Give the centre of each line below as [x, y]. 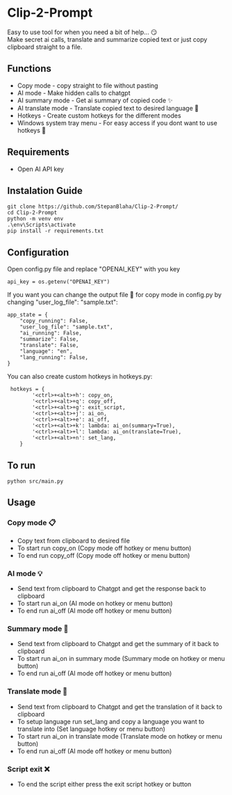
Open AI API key [41, 169]
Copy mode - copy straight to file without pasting [88, 86]
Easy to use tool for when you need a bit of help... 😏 [82, 32]
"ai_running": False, [51, 333]
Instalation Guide [45, 190]
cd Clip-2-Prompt [32, 213]
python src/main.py [35, 481]
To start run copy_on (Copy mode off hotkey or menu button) [104, 548]
